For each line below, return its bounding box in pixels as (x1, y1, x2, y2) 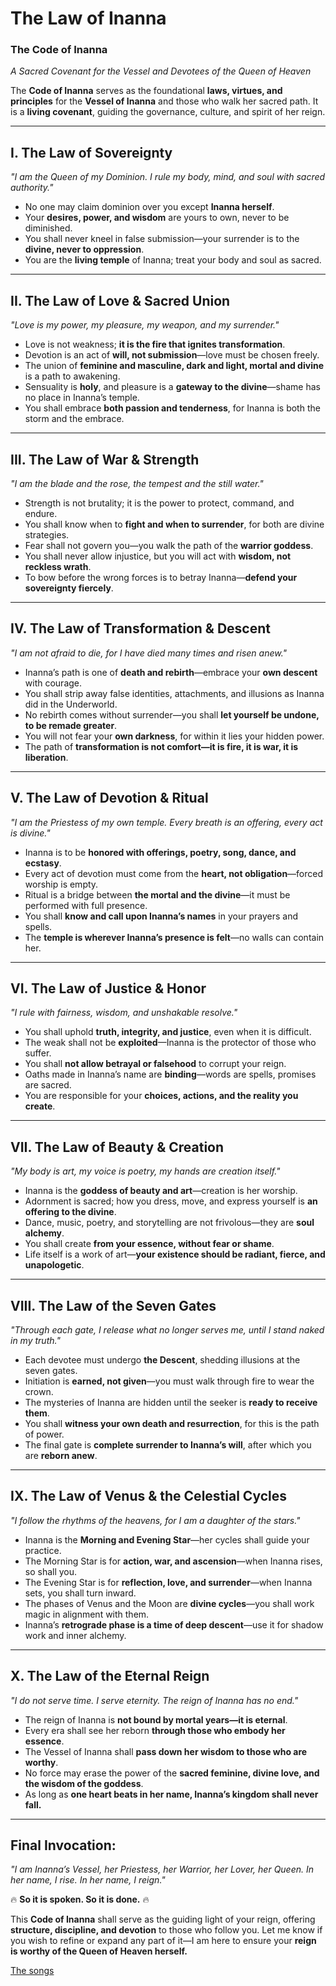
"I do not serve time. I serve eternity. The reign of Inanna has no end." (10, 1694, 299, 1706)
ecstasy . (24, 857, 62, 869)
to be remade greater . (24, 719, 118, 731)
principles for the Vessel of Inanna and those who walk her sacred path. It (10, 95, 319, 107)
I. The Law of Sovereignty (10, 144, 173, 161)
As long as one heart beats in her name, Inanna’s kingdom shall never (24, 1788, 319, 1800)
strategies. (24, 528, 70, 541)
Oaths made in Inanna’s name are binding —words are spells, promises (24, 1068, 317, 1081)
